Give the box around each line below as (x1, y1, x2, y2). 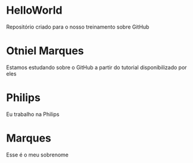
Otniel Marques (6, 44, 85, 58)
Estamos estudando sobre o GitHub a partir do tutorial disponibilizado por (6, 64, 187, 71)
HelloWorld (6, 4, 63, 17)
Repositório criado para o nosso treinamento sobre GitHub (6, 23, 150, 30)
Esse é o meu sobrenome (6, 151, 69, 158)
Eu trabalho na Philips (6, 111, 60, 118)
